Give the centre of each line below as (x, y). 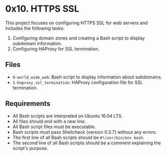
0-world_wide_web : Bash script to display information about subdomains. (87, 77)
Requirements (28, 104)
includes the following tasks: (35, 28)
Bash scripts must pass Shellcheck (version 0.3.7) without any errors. (85, 132)
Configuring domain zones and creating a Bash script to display (79, 38)
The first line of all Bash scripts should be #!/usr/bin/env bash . (78, 137)
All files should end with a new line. (49, 121)
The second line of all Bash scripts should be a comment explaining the (87, 143)
